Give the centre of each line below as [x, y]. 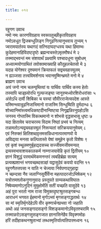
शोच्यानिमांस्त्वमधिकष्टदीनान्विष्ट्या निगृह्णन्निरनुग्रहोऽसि [47, 110]
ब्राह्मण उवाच [15, 81]
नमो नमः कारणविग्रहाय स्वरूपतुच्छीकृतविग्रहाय [41, 35]
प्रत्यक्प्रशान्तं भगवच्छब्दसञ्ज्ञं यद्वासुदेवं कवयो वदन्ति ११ [48, 162]
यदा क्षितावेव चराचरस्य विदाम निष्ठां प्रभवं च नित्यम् [44, 122]
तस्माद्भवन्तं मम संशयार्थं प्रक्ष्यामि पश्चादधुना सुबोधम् [46, 58]
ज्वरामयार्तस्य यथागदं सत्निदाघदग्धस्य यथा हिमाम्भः [45, 46]
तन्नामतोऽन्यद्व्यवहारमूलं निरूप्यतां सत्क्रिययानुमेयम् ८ [46, 128]
